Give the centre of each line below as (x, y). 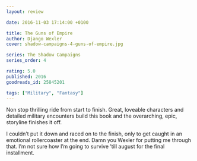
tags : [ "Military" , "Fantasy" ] (45, 93)
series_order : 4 (26, 61)
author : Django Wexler (34, 39)
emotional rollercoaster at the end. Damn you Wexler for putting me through (99, 140)
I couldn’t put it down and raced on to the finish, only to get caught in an (94, 134)
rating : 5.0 (21, 71)
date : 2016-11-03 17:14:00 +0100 (47, 22)
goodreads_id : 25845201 (36, 82)
